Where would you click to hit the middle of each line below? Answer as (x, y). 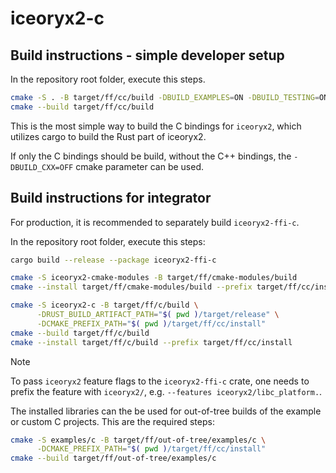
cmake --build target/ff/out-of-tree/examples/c (113, 458)
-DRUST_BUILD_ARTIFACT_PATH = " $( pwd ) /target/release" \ (158, 315)
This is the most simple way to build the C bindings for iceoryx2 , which (156, 126)
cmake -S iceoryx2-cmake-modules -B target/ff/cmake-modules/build (154, 278)
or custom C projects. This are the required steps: (112, 421)
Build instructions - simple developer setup (147, 55)
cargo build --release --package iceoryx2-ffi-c (113, 260)
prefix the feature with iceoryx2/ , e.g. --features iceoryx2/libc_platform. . (166, 391)
